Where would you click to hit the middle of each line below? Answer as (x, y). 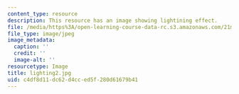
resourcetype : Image (38, 66)
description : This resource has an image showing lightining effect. (113, 20)
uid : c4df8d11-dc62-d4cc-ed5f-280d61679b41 (73, 80)
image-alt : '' (34, 60)
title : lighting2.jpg (39, 73)
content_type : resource (43, 14)
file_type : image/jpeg (41, 34)
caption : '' (32, 47)
